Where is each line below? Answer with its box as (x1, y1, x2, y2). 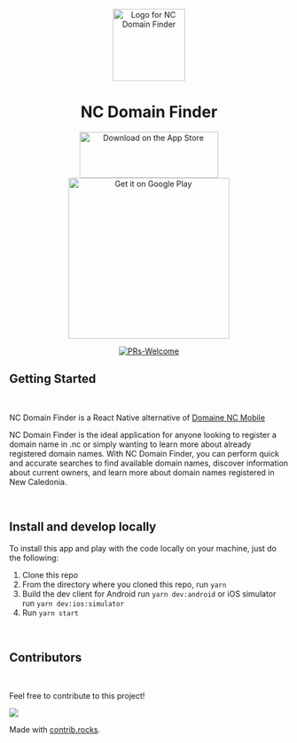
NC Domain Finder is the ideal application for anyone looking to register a (9, 429, 277, 440)
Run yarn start (21, 607, 79, 618)
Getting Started (9, 371, 97, 387)
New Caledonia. (9, 476, 68, 487)
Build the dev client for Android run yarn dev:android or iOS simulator (21, 588, 277, 598)
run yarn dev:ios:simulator (21, 598, 125, 608)
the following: (9, 552, 59, 563)
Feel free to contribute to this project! (9, 691, 145, 701)
